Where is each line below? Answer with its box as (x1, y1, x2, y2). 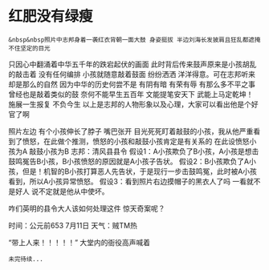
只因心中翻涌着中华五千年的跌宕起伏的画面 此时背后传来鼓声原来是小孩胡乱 (8, 59, 257, 69)
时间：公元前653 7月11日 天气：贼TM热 (8, 220, 138, 230)
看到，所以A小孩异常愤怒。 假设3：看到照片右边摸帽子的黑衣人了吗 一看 (8, 176, 247, 186)
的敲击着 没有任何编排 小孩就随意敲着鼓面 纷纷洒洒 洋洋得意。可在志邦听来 (8, 69, 255, 79)
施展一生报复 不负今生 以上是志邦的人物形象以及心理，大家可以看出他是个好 (8, 99, 259, 109)
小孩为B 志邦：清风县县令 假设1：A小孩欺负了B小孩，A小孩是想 (43, 146, 252, 156)
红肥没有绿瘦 (8, 7, 94, 26)
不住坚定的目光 (8, 44, 51, 52)
